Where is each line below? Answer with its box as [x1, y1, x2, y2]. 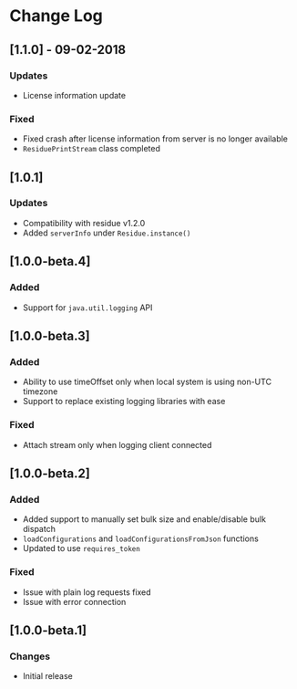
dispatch [22, 524, 56, 535]
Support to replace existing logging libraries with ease [22, 396, 226, 407]
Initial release [22, 671, 73, 682]
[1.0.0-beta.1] [9, 622, 87, 638]
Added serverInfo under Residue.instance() [22, 227, 191, 238]
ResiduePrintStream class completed [22, 143, 161, 154]
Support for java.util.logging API [22, 302, 153, 313]
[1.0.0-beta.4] [9, 254, 91, 269]
